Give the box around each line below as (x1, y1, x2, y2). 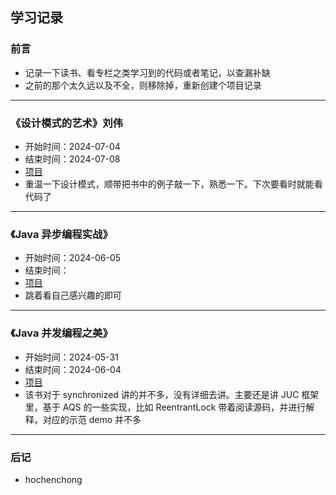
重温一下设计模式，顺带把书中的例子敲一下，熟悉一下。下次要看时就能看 (24, 178, 323, 190)
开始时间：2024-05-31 (24, 351, 119, 363)
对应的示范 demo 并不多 (42, 413, 142, 425)
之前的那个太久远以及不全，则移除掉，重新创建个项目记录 (24, 79, 262, 91)
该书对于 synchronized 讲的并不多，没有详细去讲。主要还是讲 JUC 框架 (24, 388, 320, 400)
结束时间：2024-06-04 (24, 363, 122, 375)
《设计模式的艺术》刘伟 (10, 116, 123, 130)
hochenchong (24, 473, 83, 485)
